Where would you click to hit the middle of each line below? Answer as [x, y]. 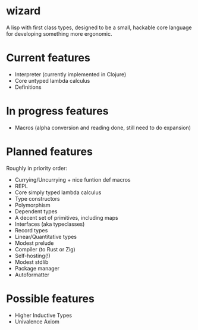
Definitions [28, 87]
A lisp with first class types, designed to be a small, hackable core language [99, 27]
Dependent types [36, 211]
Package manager [37, 268]
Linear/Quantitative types [46, 236]
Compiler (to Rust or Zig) [45, 249]
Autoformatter [32, 275]
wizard [23, 11]
